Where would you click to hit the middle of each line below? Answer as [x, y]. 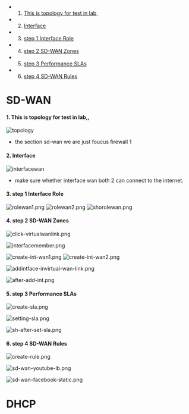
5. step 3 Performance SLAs [42, 294]
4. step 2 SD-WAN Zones [38, 221]
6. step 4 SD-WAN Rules [37, 343]
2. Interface [21, 155]
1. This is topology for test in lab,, [48, 117]
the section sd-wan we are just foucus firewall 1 [73, 142]
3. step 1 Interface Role [35, 194]
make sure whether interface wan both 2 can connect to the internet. [99, 180]
